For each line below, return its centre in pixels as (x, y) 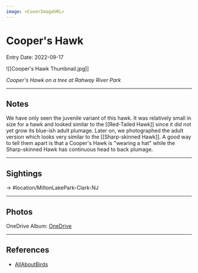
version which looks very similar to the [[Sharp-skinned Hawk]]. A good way (99, 137)
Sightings (24, 174)
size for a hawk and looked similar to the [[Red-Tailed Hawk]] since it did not (99, 124)
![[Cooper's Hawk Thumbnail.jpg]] (48, 68)
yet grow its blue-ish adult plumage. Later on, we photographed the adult (95, 131)
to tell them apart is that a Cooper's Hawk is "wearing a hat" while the (91, 143)
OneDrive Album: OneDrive (39, 226)
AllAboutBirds (31, 264)
